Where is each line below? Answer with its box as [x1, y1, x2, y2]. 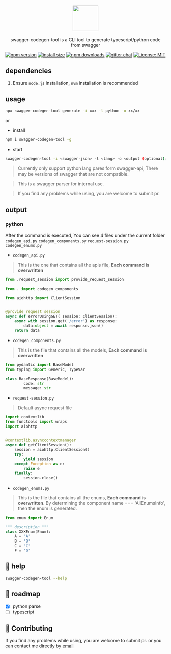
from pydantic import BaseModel [5, 362, 74, 367]
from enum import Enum [5, 515, 53, 520]
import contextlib [5, 415, 44, 420]
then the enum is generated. [17, 505, 77, 511]
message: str [23, 386, 51, 391]
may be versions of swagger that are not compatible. [17, 171, 129, 177]
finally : [14, 471, 33, 476]
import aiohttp [5, 424, 38, 429]
